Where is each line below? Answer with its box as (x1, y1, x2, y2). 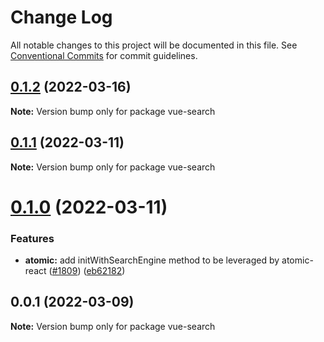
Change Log (10, 6, 113, 29)
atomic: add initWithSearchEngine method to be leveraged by (24, 254, 280, 266)
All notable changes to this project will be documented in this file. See (10, 39, 298, 51)
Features (10, 231, 55, 245)
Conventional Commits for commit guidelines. (10, 49, 198, 61)
